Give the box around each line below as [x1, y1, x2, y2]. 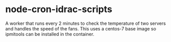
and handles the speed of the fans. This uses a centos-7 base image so [5, 25, 156, 31]
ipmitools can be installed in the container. [5, 31, 95, 37]
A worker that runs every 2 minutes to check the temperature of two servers [5, 20, 166, 26]
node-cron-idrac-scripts [5, 4, 113, 15]
